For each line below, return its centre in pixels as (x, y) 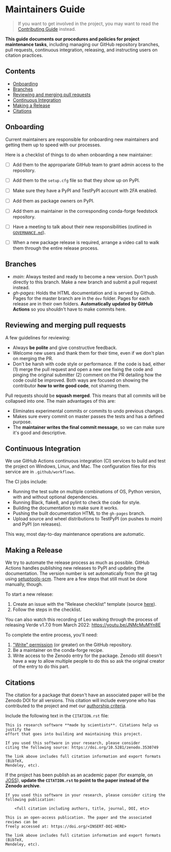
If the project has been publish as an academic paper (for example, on (79, 775)
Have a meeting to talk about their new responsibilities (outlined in (82, 227)
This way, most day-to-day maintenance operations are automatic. (75, 534)
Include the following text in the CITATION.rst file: (57, 716)
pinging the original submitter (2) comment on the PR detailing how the (87, 375)
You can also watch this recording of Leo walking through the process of (82, 620)
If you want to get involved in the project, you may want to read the (88, 24)
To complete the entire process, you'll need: (52, 635)
